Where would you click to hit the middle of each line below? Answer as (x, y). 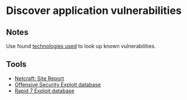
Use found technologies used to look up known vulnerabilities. (81, 46)
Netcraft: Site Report (39, 78)
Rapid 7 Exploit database (44, 91)
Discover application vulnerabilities (94, 11)
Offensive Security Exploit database (58, 84)
